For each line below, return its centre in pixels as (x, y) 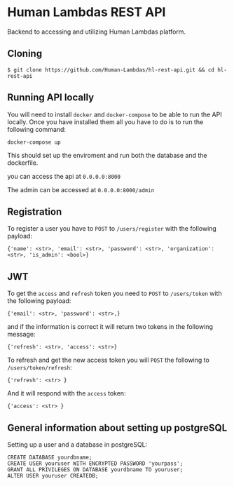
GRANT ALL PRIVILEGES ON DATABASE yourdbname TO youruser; (95, 470)
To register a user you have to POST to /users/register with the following (112, 229)
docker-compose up (34, 142)
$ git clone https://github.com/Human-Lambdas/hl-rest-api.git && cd (111, 70)
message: (21, 335)
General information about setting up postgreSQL (117, 427)
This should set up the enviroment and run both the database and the (108, 155)
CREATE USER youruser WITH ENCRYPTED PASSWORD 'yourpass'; (95, 464)
